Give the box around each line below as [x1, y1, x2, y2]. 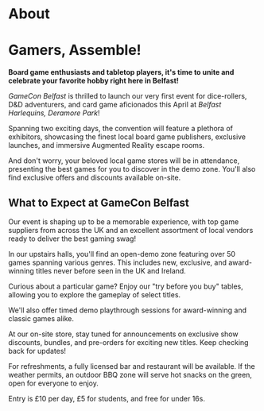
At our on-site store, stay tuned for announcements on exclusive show [8, 329, 239, 339]
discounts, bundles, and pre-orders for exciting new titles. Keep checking [8, 337, 249, 347]
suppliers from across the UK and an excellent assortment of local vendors [8, 225, 254, 235]
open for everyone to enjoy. [8, 378, 99, 388]
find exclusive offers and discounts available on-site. [8, 173, 181, 183]
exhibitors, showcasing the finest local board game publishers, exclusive [8, 132, 247, 142]
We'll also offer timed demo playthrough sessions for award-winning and [8, 305, 247, 315]
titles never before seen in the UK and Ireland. [35, 266, 187, 275]
